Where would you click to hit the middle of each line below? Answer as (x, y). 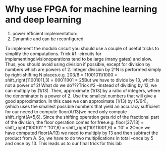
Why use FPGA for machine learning (81, 9)
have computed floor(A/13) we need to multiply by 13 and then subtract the (82, 133)
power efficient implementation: (45, 33)
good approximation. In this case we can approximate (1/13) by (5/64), (77, 101)
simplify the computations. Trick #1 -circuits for (53, 54)
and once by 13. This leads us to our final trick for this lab (64, 143)
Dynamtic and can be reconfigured (48, 39)
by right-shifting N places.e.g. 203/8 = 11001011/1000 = (61, 75)
